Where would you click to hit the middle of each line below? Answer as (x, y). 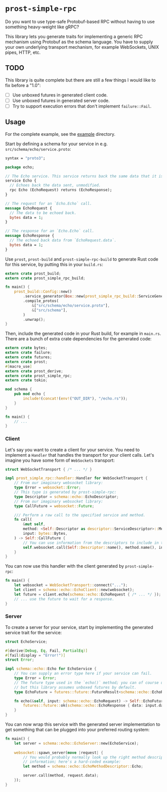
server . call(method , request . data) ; (61, 776)
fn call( (23, 520)
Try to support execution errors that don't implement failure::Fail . (82, 106)
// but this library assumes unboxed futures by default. (75, 687)
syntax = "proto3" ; (25, 158)
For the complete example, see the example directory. (60, 134)
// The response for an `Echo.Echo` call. (50, 231)
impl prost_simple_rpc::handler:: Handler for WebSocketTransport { (77, 478)
